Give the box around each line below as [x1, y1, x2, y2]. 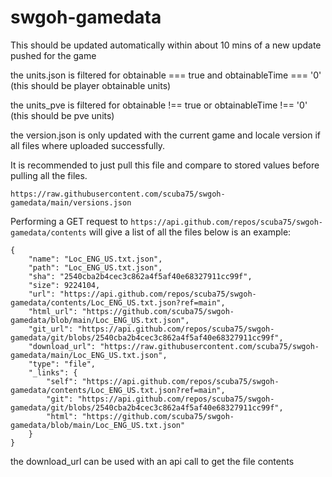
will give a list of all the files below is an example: [88, 226, 292, 238]
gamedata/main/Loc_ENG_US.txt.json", [10, 350, 168, 360]
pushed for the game [10, 49, 97, 61]
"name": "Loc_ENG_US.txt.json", [28, 254, 163, 264]
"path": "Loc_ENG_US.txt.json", [28, 262, 163, 273]
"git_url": [28, 324, 74, 334]
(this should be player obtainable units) [10, 79, 172, 91]
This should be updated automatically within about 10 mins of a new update [10, 39, 322, 51]
